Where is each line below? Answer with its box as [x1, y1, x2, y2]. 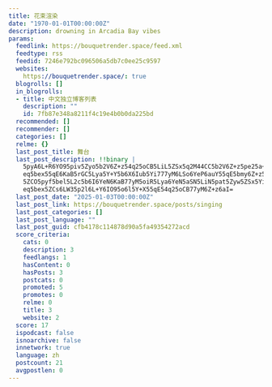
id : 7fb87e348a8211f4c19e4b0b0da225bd [23, 110, 154, 118]
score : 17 [15, 321, 49, 329]
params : [8, 34, 35, 43]
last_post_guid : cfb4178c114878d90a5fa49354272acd [15, 223, 190, 231]
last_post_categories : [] [15, 208, 104, 216]
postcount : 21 [15, 359, 63, 368]
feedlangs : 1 [23, 253, 67, 261]
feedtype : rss [15, 49, 63, 58]
